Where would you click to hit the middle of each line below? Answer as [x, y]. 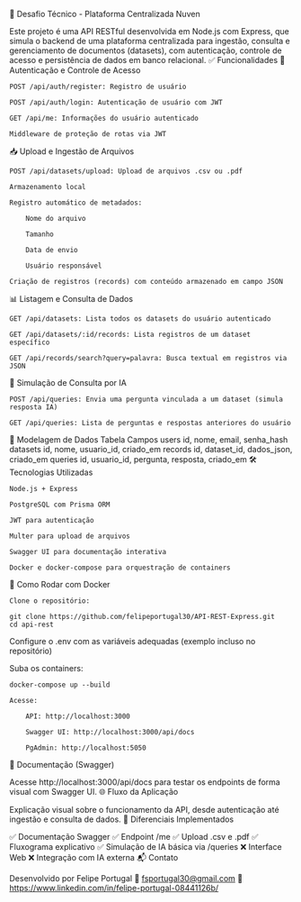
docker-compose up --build [60, 685]
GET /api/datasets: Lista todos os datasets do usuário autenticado [140, 319]
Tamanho [40, 234]
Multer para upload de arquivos [70, 536]
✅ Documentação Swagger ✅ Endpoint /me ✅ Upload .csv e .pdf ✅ [134, 837]
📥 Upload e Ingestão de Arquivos [72, 151]
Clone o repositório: [50, 601]
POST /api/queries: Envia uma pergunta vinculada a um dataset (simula [146, 399]
